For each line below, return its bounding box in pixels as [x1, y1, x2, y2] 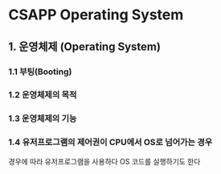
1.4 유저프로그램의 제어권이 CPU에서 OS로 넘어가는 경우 [8, 137, 213, 148]
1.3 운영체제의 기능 [8, 113, 77, 124]
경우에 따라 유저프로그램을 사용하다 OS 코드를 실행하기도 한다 [8, 156, 201, 166]
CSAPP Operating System [8, 6, 184, 24]
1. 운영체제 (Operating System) [8, 39, 161, 53]
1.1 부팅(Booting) [8, 66, 72, 77]
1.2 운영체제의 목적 [8, 89, 77, 101]
